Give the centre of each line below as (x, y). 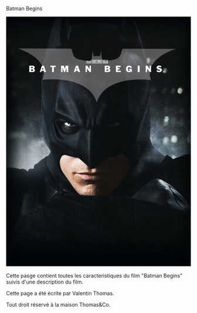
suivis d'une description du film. (45, 282)
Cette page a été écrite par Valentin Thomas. (60, 293)
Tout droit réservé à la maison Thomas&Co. (58, 304)
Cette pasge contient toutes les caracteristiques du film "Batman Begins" (94, 275)
